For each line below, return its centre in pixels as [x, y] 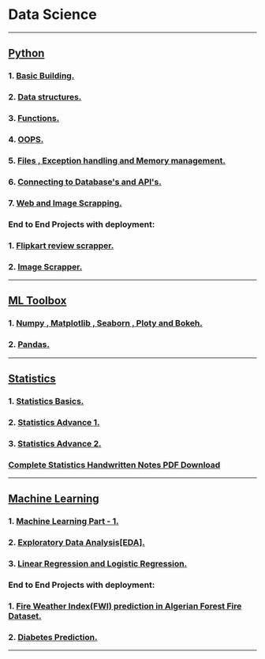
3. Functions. [34, 119]
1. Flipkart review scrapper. [61, 245]
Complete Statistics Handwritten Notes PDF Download [114, 465]
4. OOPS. [26, 140]
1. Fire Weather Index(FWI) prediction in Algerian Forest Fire [125, 606]
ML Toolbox [37, 301]
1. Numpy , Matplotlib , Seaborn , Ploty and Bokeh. [105, 323]
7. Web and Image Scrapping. [65, 203]
